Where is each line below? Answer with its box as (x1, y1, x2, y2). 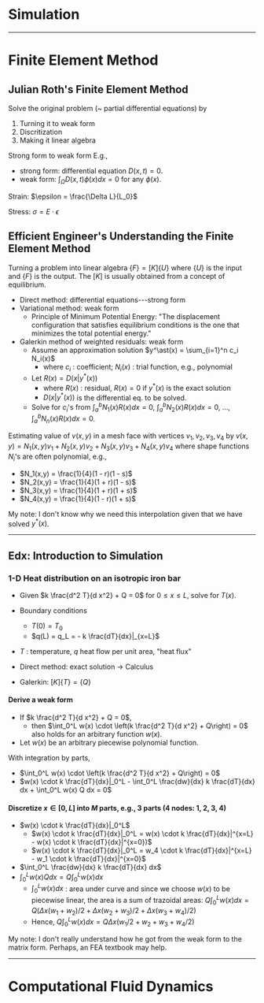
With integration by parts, (8, 752, 90, 762)
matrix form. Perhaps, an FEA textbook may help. (8, 942, 167, 952)
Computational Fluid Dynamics (8, 977, 214, 995)
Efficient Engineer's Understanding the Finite (8, 230, 234, 243)
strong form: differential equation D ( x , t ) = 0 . (19, 165, 163, 175)
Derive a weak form (8, 695, 73, 704)
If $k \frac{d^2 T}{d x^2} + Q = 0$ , (19, 712, 132, 722)
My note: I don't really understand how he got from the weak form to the (8, 934, 242, 943)
